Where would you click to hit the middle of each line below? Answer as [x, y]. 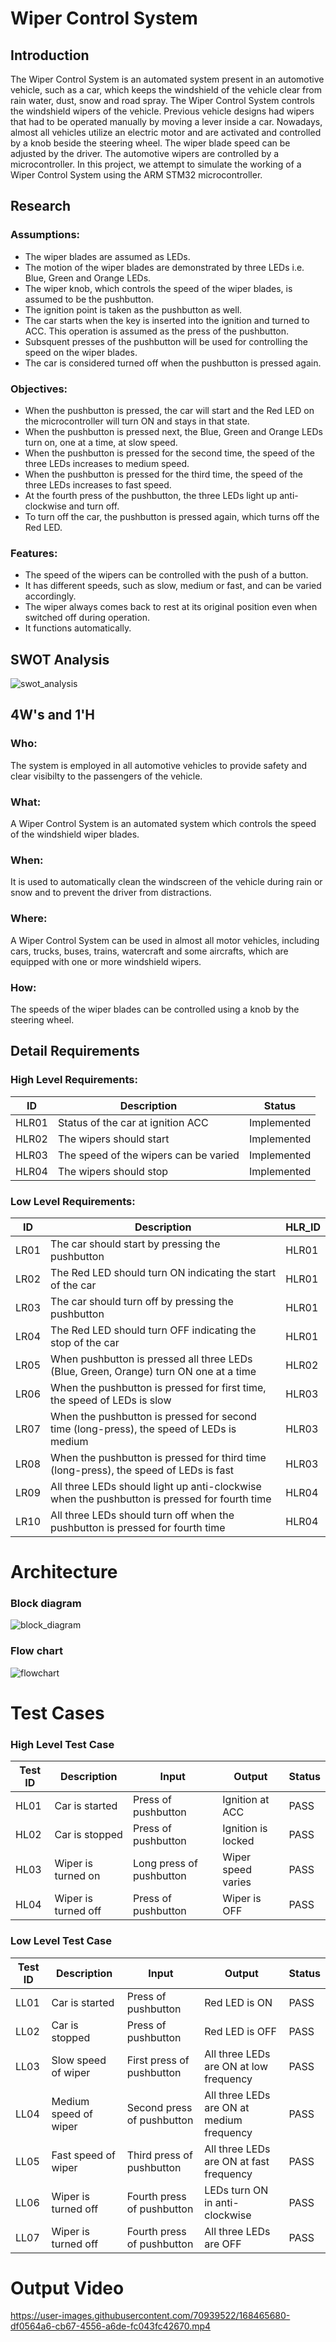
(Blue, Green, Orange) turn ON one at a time [153, 1371]
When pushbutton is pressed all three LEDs [151, 1359]
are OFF [223, 2244]
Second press [159, 2107]
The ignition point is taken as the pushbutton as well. [133, 309]
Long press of [165, 1864]
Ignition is [245, 1829]
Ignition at [246, 1800]
